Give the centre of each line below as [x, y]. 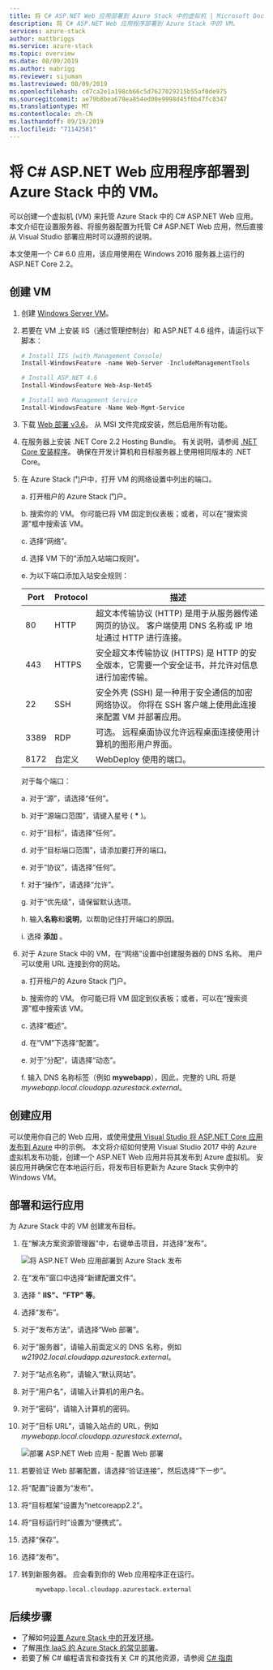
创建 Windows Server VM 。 [67, 313]
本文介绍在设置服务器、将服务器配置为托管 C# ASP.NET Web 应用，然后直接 [136, 226]
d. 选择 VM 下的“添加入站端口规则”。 [82, 558]
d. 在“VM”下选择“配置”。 [62, 1042]
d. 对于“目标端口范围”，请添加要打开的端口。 [96, 850]
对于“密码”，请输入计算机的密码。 [77, 1409]
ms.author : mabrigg [42, 69]
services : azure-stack [47, 31]
